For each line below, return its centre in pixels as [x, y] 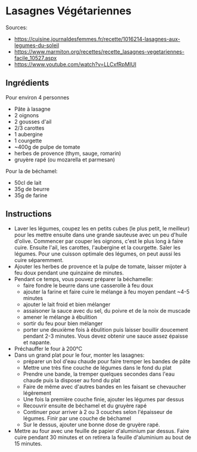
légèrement [37, 393]
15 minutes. [28, 443]
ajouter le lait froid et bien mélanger [67, 304]
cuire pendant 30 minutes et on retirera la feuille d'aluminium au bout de [103, 437]
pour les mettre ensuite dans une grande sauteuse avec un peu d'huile [101, 235]
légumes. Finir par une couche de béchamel [77, 418]
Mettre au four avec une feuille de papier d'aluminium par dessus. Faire [102, 431]
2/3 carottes [29, 128]
